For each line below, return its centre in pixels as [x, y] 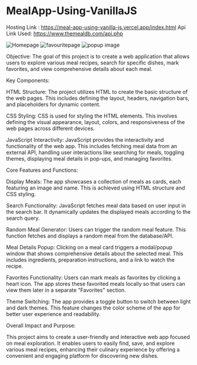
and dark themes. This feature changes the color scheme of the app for [93, 308]
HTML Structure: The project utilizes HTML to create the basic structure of [97, 92]
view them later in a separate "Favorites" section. [66, 290]
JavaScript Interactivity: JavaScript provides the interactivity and [85, 139]
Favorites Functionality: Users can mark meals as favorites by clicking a [93, 277]
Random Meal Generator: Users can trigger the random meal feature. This [96, 229]
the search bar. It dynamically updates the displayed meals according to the [98, 211]
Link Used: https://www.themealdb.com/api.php [64, 33]
